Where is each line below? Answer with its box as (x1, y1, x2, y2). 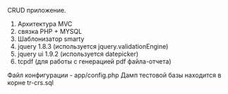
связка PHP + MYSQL (17, 28, 83, 35)
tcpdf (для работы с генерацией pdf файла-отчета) (17, 57, 172, 66)
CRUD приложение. (7, 6, 66, 14)
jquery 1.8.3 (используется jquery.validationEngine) (17, 42, 169, 50)
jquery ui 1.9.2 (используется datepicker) (17, 49, 139, 58)
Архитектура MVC (17, 20, 73, 28)
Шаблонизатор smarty (17, 35, 85, 43)
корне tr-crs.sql (7, 78, 54, 87)
